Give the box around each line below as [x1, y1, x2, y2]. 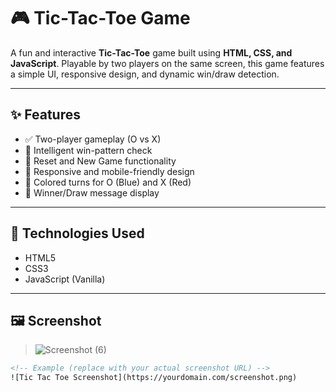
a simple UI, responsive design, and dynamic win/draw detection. [10, 68, 280, 80]
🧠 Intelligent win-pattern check [24, 144, 153, 156]
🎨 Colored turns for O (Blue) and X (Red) [24, 176, 192, 188]
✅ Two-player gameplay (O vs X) [24, 133, 162, 145]
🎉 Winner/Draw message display [24, 186, 160, 199]
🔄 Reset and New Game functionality [24, 155, 177, 167]
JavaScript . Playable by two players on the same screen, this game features [10, 57, 325, 69]
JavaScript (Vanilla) [24, 273, 106, 285]
